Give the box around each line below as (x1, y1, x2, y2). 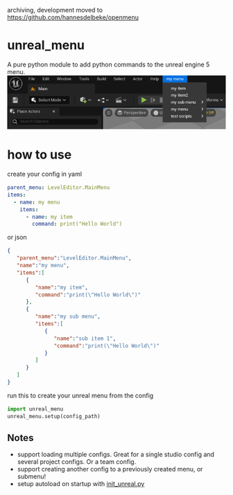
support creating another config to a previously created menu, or (17, 465, 203, 474)
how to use (7, 147, 72, 163)
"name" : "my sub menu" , (35, 313, 101, 321)
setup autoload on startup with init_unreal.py (17, 480, 145, 488)
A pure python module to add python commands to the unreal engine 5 (7, 60, 210, 69)
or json (7, 233, 28, 242)
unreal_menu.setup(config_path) (7, 413, 101, 420)
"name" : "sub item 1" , (53, 335, 116, 342)
